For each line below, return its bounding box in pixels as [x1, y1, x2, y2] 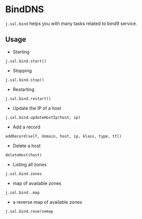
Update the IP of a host [12, 105, 62, 111]
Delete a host [12, 143, 41, 149]
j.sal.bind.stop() [5, 77, 44, 83]
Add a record [12, 124, 41, 130]
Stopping [12, 67, 32, 73]
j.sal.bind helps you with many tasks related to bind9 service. [5, 20, 137, 26]
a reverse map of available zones [12, 199, 82, 205]
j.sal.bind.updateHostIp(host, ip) [5, 115, 81, 120]
